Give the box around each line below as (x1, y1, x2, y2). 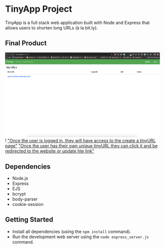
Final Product (5, 39, 47, 48)
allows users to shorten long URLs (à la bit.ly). (5, 25, 98, 30)
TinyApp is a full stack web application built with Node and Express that (5, 20, 150, 25)
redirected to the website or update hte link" (5, 148, 94, 154)
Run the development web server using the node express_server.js (12, 234, 149, 240)
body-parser (12, 196, 38, 202)
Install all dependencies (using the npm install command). (12, 228, 132, 234)
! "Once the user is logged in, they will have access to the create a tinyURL (5, 138, 156, 144)
